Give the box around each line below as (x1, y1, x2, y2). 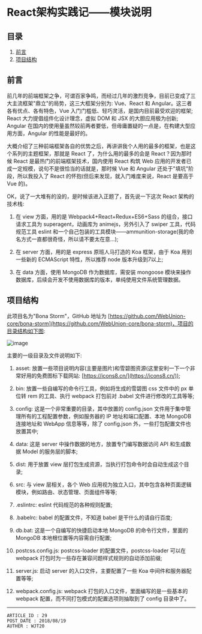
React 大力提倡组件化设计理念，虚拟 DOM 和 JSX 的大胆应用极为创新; (7, 115, 179, 122)
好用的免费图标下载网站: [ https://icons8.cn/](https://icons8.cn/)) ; (20, 372, 180, 379)
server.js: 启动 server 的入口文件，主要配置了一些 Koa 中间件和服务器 (15, 567, 186, 574)
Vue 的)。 (7, 180, 31, 187)
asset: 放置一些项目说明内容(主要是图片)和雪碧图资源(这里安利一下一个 (15, 364, 191, 372)
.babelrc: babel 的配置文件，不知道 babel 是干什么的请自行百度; (15, 514, 173, 521)
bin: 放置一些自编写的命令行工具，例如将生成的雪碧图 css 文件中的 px (15, 385, 188, 392)
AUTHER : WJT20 (7, 623, 45, 629)
